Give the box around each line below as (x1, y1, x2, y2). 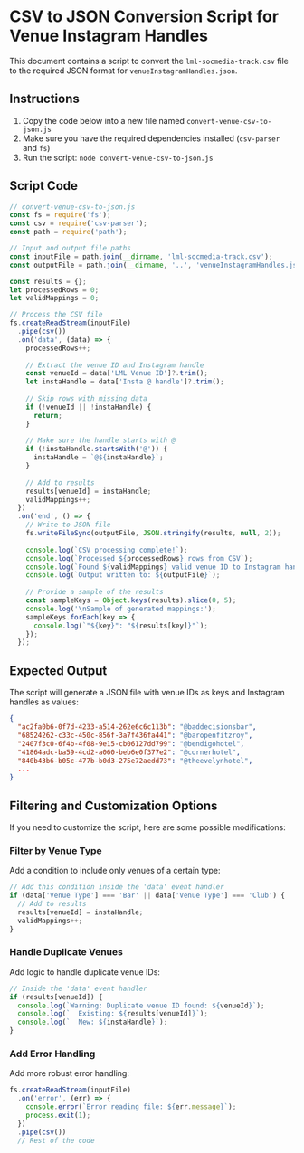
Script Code (9, 178, 79, 194)
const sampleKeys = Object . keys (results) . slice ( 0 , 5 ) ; (25, 596, 237, 605)
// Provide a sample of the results (25, 588, 165, 597)
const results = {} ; (9, 277, 88, 286)
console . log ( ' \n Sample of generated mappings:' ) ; (25, 604, 217, 613)
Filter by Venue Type (9, 844, 102, 856)
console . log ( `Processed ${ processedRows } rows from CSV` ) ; (25, 553, 253, 562)
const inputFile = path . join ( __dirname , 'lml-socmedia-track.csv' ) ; (9, 251, 273, 261)
